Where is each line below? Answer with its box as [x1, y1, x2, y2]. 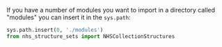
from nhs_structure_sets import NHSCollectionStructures [6, 32, 175, 40]
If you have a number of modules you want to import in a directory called [6, 6, 216, 14]
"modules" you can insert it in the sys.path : [6, 13, 131, 21]
